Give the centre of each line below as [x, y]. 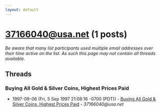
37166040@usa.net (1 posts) [66, 34]
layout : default [22, 10]
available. [15, 58]
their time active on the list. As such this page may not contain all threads [80, 53]
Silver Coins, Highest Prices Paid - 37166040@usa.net [68, 104]
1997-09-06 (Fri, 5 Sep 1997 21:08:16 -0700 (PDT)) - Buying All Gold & [84, 99]
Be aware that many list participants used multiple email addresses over [79, 48]
